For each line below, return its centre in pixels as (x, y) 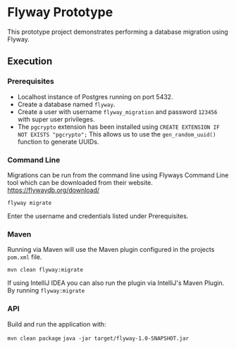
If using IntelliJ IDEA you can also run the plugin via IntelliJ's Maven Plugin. (116, 283)
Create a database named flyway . (66, 104)
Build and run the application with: (57, 324)
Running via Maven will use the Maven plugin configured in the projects (111, 250)
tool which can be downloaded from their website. (80, 182)
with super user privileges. (56, 119)
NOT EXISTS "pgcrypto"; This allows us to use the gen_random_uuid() (117, 134)
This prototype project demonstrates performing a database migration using (118, 32)
